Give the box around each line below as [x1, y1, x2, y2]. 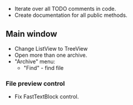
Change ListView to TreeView [14, 45, 88, 52]
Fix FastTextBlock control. [14, 93, 79, 100]
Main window [5, 29, 57, 39]
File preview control [5, 79, 65, 87]
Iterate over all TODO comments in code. [14, 5, 116, 12]
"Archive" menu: [14, 57, 56, 65]
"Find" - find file [23, 64, 64, 71]
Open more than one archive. [14, 51, 88, 59]
